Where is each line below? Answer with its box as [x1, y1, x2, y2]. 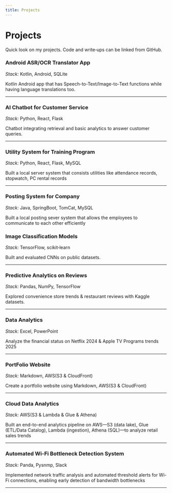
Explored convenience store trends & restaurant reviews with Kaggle [5, 293, 150, 299]
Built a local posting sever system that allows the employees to [5, 215, 138, 221]
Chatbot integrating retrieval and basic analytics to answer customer [5, 125, 150, 132]
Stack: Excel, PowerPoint [5, 328, 58, 334]
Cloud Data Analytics [5, 400, 59, 407]
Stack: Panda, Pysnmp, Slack [5, 462, 68, 468]
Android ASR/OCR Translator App [5, 59, 91, 67]
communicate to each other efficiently [5, 220, 86, 226]
